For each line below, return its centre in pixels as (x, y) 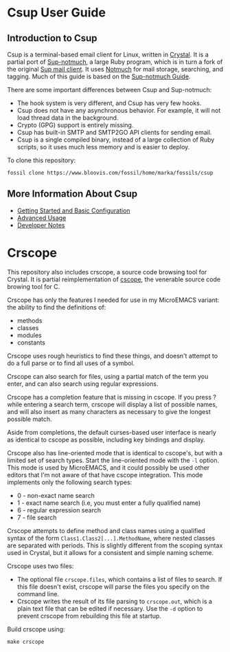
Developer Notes (41, 225)
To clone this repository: (42, 160)
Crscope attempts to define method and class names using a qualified (106, 530)
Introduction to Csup (52, 38)
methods (30, 320)
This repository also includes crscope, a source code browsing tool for (107, 272)
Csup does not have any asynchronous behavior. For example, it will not (119, 110)
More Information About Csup (72, 194)
